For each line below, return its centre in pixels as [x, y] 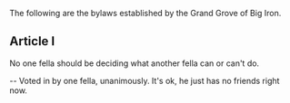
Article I [32, 41]
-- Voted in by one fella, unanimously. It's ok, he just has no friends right [145, 80]
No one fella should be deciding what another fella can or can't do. [135, 63]
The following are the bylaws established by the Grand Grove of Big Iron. [145, 13]
